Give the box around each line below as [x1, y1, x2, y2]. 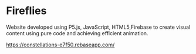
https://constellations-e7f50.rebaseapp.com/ [6, 41, 115, 48]
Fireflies [6, 4, 47, 18]
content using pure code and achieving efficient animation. [6, 29, 148, 36]
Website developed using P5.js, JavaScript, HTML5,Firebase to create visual [6, 23, 191, 31]
